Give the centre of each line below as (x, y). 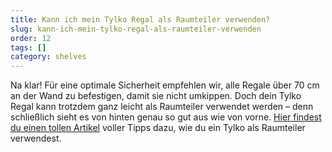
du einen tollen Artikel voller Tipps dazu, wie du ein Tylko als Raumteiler (158, 128)
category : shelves (48, 57)
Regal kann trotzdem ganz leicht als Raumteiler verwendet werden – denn (162, 107)
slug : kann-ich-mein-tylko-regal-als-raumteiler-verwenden (136, 29)
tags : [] (28, 47)
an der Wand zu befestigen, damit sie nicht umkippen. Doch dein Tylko (156, 96)
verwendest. (36, 138)
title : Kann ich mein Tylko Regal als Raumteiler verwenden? (140, 19)
